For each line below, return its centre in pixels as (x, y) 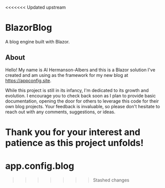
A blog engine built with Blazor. (38, 41)
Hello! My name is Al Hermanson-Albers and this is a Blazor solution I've (80, 70)
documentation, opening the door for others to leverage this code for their (82, 101)
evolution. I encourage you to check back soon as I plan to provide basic (81, 96)
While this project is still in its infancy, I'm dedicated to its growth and (77, 90)
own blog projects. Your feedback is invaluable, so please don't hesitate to (83, 106)
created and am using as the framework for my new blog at (67, 75)
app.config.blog (40, 166)
